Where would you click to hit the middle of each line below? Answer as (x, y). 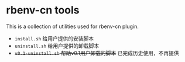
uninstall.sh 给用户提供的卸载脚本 (57, 46)
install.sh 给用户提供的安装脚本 (54, 38)
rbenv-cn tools (43, 10)
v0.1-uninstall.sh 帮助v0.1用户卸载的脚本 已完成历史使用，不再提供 (97, 53)
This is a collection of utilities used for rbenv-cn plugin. (72, 26)
